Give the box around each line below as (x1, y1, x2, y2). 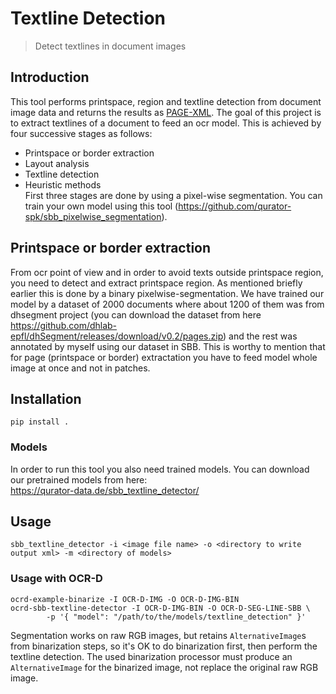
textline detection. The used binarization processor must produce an (10, 650, 293, 662)
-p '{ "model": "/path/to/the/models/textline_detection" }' (46, 612, 307, 622)
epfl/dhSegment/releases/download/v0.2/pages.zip (10, 330, 224, 342)
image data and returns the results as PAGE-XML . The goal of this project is (10, 106, 322, 118)
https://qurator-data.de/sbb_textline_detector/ (10, 484, 200, 496)
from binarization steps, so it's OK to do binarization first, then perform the (10, 640, 318, 652)
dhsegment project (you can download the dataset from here (10, 308, 262, 321)
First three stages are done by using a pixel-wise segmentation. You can (24, 189, 323, 201)
